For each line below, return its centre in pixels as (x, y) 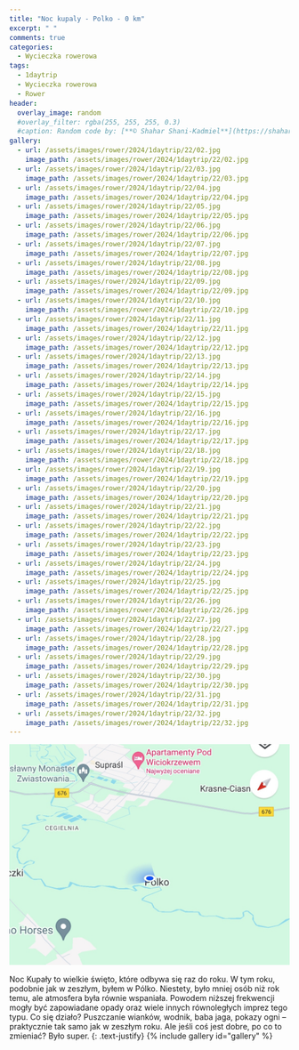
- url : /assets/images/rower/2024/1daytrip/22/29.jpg (119, 657)
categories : (31, 47)
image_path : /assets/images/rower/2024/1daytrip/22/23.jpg (137, 553)
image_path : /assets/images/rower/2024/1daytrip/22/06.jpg (137, 235)
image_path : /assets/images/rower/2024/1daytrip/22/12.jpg (137, 347)
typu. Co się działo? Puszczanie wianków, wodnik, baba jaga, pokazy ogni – (148, 1017)
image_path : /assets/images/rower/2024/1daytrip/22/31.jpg (137, 704)
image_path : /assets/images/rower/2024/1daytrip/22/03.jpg (137, 178)
